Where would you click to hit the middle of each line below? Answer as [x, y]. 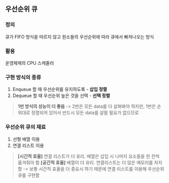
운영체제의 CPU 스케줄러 [30, 63]
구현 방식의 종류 [23, 77]
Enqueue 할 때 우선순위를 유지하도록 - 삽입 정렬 [60, 89]
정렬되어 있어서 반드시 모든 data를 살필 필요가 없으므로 [85, 113]
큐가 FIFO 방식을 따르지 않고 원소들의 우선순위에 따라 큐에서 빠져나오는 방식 [80, 36]
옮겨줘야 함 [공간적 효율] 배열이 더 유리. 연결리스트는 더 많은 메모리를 [85, 162]
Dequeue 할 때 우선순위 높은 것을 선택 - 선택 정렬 [61, 96]
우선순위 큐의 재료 [26, 127]
